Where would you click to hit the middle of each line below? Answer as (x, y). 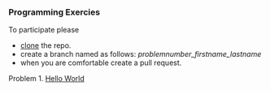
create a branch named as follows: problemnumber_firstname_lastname (141, 54)
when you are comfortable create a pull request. (101, 63)
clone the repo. (46, 45)
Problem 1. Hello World (46, 79)
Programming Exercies (54, 12)
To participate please (44, 30)
